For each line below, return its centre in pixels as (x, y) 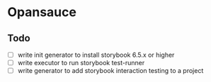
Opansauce (42, 12)
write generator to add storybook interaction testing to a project (110, 71)
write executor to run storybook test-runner (81, 63)
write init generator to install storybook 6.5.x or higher (96, 55)
